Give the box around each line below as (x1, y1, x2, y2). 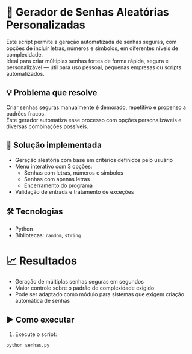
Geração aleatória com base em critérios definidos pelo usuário (14, 156, 173, 163)
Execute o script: (14, 331, 57, 338)
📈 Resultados (6, 254, 77, 267)
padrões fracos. (6, 110, 46, 117)
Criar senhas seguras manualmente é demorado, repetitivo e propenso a (6, 104, 187, 111)
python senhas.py (6, 343, 50, 349)
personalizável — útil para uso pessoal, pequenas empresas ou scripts (6, 63, 182, 71)
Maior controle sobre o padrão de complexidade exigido (14, 284, 155, 291)
